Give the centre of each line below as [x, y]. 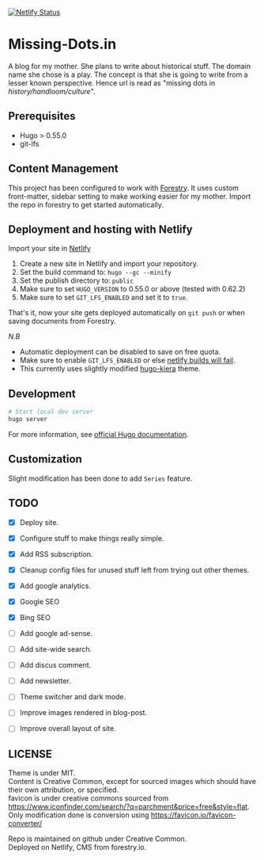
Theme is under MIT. [42, 773]
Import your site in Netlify [49, 249]
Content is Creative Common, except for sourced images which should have [132, 782]
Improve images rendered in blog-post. [83, 713]
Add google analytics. [55, 585]
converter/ [25, 824]
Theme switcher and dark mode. [73, 697]
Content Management [63, 169]
